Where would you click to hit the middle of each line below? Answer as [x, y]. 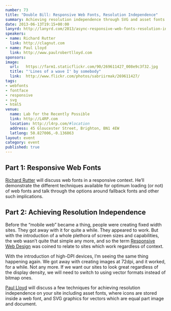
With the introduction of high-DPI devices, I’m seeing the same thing [77, 256]
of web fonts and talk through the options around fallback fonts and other [82, 191]
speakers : [16, 34]
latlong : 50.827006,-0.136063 [42, 133]
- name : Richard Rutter [31, 39]
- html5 [13, 105]
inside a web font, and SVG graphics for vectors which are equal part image [85, 298]
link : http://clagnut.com [37, 43]
